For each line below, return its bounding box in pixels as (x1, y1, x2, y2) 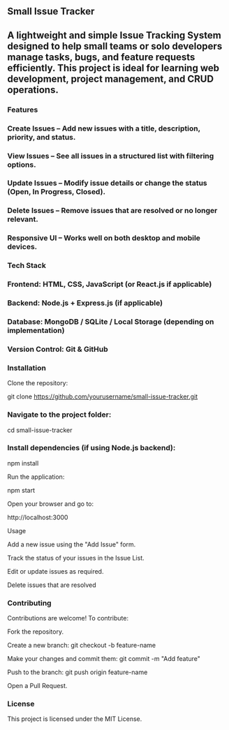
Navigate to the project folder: (7, 410, 112, 419)
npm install (7, 459, 39, 467)
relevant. (7, 214, 38, 224)
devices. (7, 242, 38, 252)
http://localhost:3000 (7, 513, 68, 521)
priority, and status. (7, 132, 76, 142)
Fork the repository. (7, 627, 64, 636)
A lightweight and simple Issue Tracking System (7, 29, 221, 41)
